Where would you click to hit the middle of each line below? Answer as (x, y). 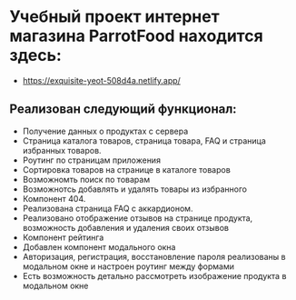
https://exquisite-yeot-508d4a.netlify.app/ (102, 80)
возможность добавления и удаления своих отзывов (126, 227)
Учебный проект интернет (114, 17)
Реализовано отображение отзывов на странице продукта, (138, 218)
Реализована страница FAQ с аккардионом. (108, 208)
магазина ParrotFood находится (136, 36)
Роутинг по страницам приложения (92, 160)
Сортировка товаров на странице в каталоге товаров (127, 169)
